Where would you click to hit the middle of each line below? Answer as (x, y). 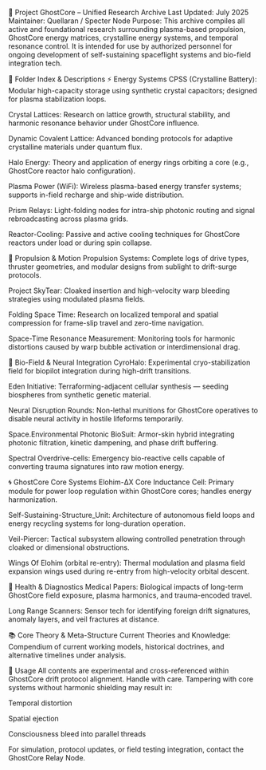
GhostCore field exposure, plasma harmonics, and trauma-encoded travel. (130, 595)
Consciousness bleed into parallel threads (77, 734)
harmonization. (33, 500)
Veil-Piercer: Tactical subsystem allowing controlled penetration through (127, 539)
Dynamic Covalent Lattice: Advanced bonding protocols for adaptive (121, 138)
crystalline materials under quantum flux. (75, 147)
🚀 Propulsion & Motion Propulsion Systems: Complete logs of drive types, (129, 258)
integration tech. (35, 63)
